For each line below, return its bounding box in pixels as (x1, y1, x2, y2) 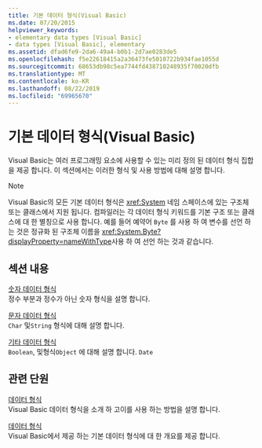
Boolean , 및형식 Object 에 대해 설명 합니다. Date (8, 347, 154, 356)
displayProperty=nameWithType (8, 237, 112, 246)
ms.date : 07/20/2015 (8, 19, 76, 27)
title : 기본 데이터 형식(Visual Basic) (8, 11, 127, 20)
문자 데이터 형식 (8, 311, 57, 320)
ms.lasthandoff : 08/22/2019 (8, 84, 100, 93)
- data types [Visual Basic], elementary (8, 41, 146, 49)
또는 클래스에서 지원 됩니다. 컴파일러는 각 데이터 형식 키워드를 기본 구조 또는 (8, 207, 241, 217)
